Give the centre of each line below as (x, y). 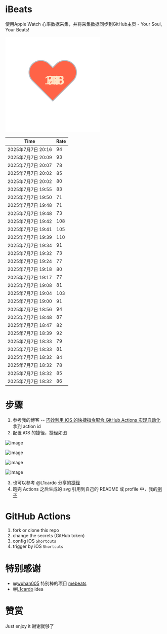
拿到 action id (27, 426)
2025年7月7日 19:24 (30, 262)
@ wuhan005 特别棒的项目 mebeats (50, 583)
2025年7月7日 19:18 (30, 269)
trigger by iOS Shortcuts (38, 546)
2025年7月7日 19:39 (30, 237)
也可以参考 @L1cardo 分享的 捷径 (46, 483)
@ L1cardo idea (28, 589)
